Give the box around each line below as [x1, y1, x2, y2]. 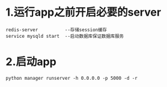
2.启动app [5, 55, 56, 69]
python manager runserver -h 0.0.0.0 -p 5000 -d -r [5, 75, 138, 81]
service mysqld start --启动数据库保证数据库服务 [5, 33, 124, 39]
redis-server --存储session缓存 [5, 26, 108, 33]
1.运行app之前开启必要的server [5, 5, 162, 19]
